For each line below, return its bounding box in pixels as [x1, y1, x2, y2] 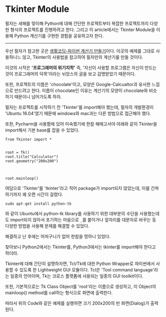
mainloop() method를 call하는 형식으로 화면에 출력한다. [5, 289, 113, 295]
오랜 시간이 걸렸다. [27, 191, 63, 197]
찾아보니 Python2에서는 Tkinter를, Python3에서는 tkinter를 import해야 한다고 [5, 244, 156, 250]
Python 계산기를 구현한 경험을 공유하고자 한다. [14, 33, 104, 39]
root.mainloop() [5, 176, 39, 181]
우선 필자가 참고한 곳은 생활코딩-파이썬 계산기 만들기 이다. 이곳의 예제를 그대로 [5, 48, 155, 54]
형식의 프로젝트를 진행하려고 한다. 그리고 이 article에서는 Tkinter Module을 [10, 26, 156, 33]
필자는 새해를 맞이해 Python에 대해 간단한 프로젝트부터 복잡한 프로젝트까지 [5, 20, 149, 26]
